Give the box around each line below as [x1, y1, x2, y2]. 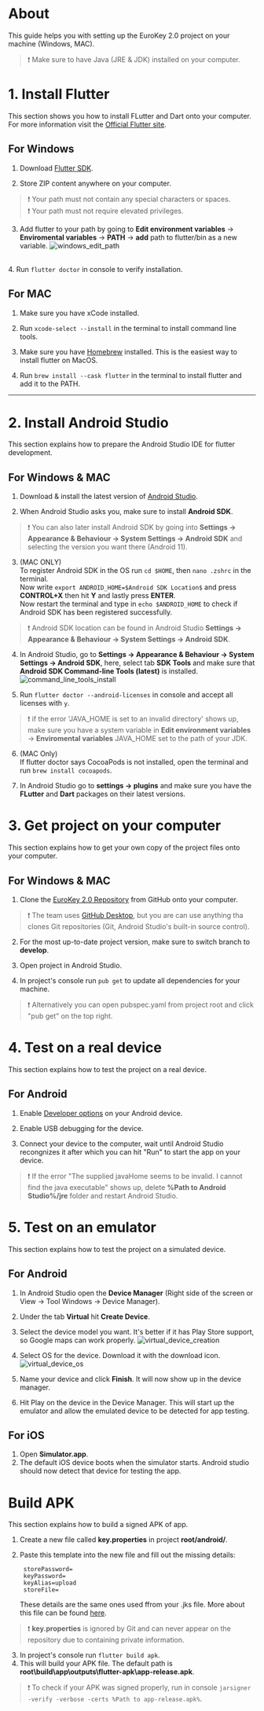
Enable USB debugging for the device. [19, 1123, 144, 1133]
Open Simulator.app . [19, 1449, 89, 1459]
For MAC [8, 288, 53, 301]
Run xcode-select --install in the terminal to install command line [19, 323, 237, 332]
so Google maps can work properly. [19, 1335, 136, 1345]
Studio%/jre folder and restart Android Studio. [27, 1191, 178, 1200]
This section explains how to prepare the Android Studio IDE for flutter [8, 439, 236, 449]
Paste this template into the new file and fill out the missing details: [19, 1550, 236, 1560]
